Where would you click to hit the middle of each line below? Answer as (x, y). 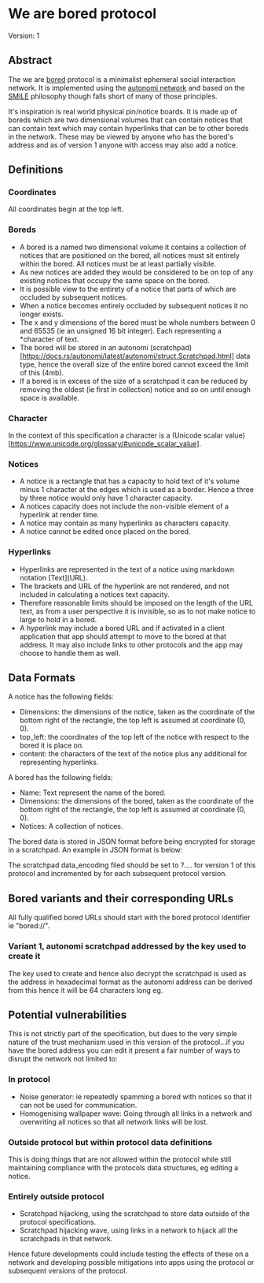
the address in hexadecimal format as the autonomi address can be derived (130, 982)
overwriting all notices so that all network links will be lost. (114, 1121)
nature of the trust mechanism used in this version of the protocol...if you (126, 1042)
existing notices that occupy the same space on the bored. (114, 280)
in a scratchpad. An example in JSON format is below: (95, 850)
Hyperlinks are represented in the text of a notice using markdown (126, 569)
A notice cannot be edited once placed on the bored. (105, 531)
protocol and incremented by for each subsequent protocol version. (118, 874)
